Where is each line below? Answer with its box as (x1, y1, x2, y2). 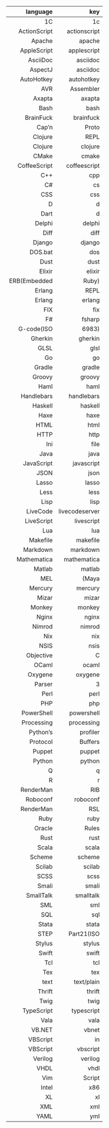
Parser (34, 680, 53, 688)
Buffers (79, 738, 100, 746)
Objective (26, 651, 53, 659)
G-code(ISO (18, 325, 53, 333)
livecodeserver (58, 508, 100, 515)
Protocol (29, 738, 53, 746)
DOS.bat (29, 248, 53, 256)
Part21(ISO (68, 930, 100, 938)
